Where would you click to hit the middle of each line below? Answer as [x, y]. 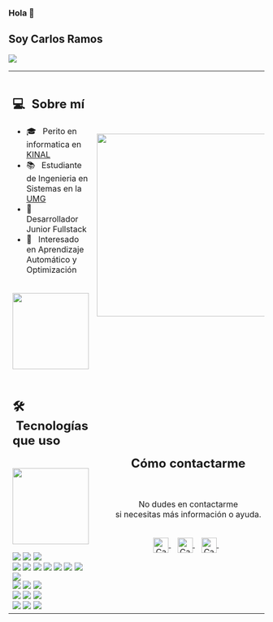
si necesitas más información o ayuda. [188, 514]
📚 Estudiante [54, 166]
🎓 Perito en [52, 132]
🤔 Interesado [53, 240]
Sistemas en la [54, 188]
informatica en [54, 145]
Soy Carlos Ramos [56, 39]
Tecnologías [52, 426]
